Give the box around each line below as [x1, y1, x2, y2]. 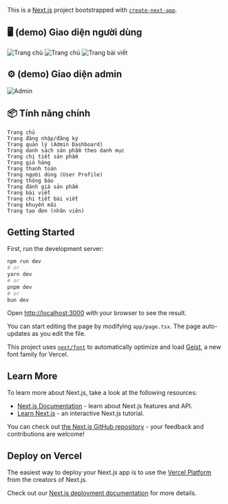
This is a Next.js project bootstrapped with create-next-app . [7, 6, 178, 14]
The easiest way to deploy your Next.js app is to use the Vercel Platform [7, 468, 212, 476]
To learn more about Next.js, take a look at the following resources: [7, 389, 198, 397]
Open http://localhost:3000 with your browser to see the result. [7, 309, 187, 317]
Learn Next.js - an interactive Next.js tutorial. [17, 410, 145, 418]
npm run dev [7, 258, 41, 265]
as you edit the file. [32, 330, 86, 338]
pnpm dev [7, 283, 32, 290]
